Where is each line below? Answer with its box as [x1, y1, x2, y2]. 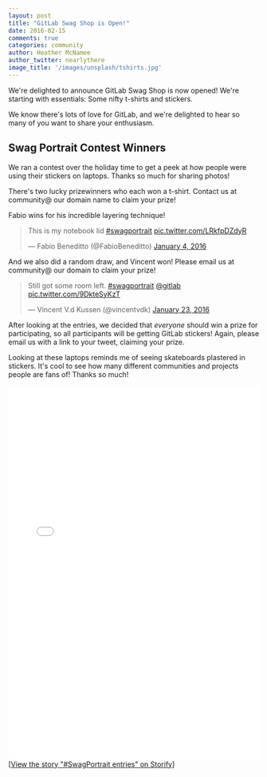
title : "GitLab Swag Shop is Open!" [8, 19, 130, 27]
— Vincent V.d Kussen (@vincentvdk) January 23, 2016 [27, 304, 210, 314]
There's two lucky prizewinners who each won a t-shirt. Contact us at [8, 186, 238, 196]
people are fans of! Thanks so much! [8, 369, 129, 379]
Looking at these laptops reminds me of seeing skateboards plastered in [8, 352, 245, 362]
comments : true [8, 34, 59, 42]
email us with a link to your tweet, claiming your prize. [8, 337, 185, 347]
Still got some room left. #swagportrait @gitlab [27, 280, 182, 290]
